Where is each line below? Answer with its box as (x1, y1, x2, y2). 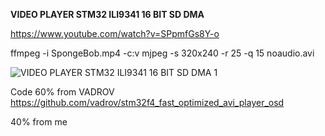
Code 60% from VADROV (10, 86, 115, 98)
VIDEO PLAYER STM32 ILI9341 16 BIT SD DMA (10, 9, 205, 20)
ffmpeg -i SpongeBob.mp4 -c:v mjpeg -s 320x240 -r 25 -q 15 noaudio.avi (10, 47, 315, 59)
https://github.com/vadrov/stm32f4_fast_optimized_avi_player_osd (10, 97, 285, 108)
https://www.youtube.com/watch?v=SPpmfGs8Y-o (10, 28, 220, 39)
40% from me (10, 116, 68, 128)
